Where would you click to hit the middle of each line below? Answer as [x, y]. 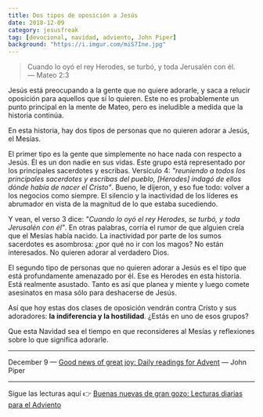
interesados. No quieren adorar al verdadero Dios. [89, 252]
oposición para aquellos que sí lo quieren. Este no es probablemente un [124, 99]
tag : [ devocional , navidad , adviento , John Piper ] [92, 37]
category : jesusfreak [43, 30]
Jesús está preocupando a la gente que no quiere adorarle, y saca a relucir [129, 90]
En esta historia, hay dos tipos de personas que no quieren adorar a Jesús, [129, 131]
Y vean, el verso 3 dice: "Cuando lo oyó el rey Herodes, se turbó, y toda [124, 219]
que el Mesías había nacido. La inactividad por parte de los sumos [115, 236]
